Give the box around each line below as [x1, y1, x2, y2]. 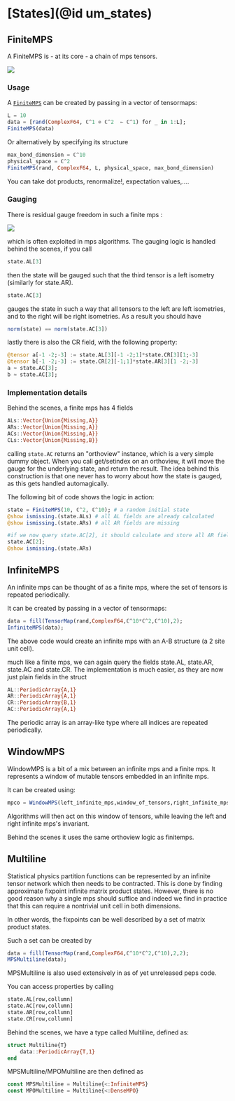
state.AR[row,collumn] [7, 1009, 73, 1016]
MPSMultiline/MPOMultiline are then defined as [7, 1067, 143, 1076]
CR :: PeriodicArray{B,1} [7, 699, 77, 706]
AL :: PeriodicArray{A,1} [7, 686, 77, 693]
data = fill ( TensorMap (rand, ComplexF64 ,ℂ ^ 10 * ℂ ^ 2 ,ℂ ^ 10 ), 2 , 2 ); [7, 950, 190, 957]
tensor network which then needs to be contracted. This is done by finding [7, 879, 222, 887]
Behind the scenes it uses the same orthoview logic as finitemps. [7, 833, 194, 841]
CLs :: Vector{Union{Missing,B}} [7, 436, 99, 443]
